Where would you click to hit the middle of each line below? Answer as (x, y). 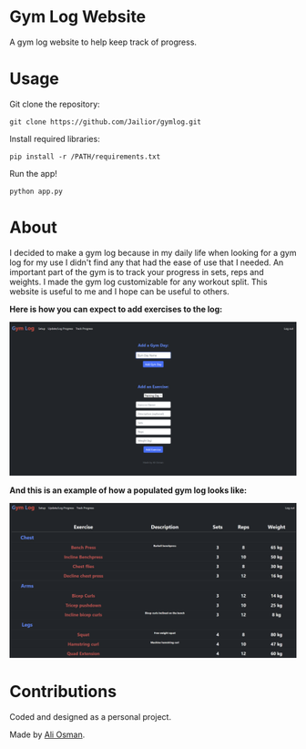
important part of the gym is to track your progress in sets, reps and (137, 272)
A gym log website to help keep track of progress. (103, 42)
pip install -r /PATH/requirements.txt (85, 157)
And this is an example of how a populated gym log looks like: (128, 490)
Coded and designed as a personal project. (90, 717)
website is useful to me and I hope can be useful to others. (119, 291)
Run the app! (33, 173)
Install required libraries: (55, 139)
